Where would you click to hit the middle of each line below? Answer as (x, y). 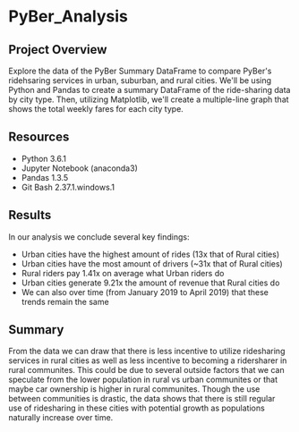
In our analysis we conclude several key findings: (99, 237)
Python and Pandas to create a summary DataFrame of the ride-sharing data (149, 90)
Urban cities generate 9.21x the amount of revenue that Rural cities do (150, 283)
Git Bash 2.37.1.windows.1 (68, 187)
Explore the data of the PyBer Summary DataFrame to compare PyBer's (140, 71)
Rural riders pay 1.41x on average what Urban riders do (123, 273)
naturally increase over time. (61, 418)
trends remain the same (65, 301)
